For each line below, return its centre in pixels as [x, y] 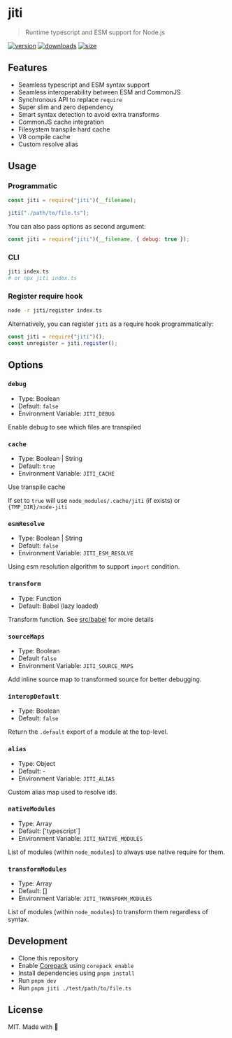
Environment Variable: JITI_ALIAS [66, 778]
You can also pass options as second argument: [77, 227]
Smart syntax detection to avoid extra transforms [88, 114]
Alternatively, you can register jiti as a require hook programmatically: [111, 324]
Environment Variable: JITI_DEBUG [66, 413]
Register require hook [45, 297]
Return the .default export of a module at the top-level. [88, 732]
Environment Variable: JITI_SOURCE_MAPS [75, 665]
